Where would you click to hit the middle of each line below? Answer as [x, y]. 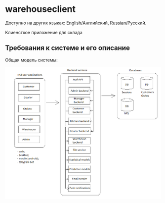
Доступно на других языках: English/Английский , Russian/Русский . [76, 23]
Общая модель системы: [31, 60]
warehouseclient [40, 9]
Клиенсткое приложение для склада [44, 32]
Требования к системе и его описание [67, 48]
